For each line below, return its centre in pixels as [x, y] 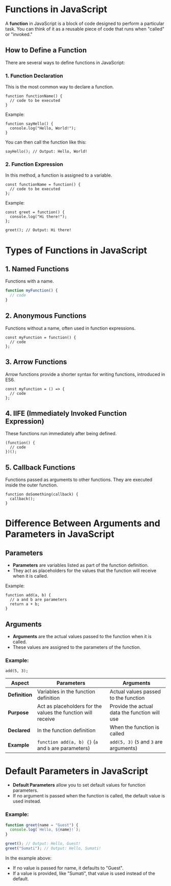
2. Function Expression [34, 164]
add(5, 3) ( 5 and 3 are [136, 742]
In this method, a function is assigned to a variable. [59, 175]
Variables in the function [66, 692]
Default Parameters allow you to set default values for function [79, 785]
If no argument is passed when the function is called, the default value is [89, 796]
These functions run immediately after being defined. [61, 434]
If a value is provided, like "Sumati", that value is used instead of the [84, 873]
